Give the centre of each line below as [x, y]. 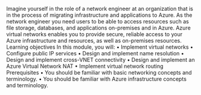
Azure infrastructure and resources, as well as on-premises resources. [94, 41]
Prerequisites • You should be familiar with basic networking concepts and [99, 72]
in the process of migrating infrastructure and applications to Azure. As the [99, 15]
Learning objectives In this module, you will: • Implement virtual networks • [100, 47]
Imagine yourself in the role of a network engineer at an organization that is [100, 9]
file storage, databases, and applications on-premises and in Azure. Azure [99, 28]
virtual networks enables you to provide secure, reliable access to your [94, 34]
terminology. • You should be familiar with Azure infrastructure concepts [97, 79]
